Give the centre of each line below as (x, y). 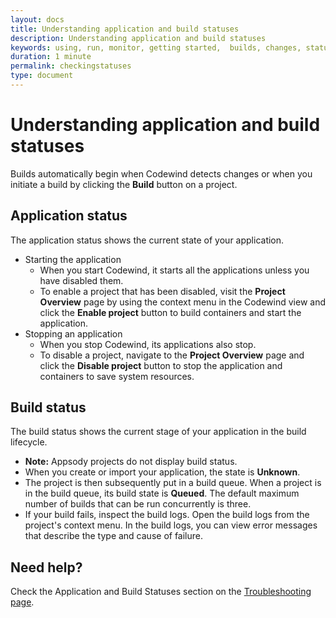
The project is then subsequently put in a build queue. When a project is (173, 483)
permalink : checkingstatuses (71, 66)
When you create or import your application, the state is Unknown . (162, 472)
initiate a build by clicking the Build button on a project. (124, 184)
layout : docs (37, 19)
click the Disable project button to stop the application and (161, 365)
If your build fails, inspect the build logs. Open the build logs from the (167, 515)
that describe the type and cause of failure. (114, 536)
